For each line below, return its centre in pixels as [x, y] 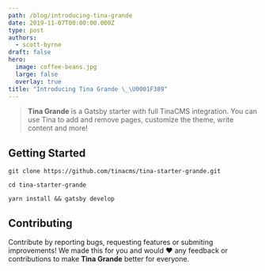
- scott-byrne [38, 45]
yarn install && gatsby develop [61, 199]
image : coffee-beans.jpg [56, 67]
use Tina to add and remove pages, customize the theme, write [131, 120]
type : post [26, 30]
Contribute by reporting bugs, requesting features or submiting [111, 242]
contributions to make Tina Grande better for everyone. [99, 259]
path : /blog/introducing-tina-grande [70, 15]
